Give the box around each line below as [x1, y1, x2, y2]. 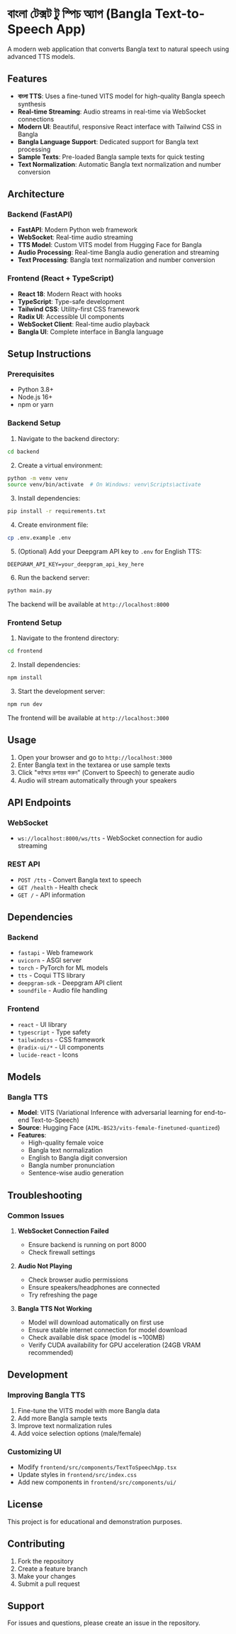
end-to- [203, 1109, 227, 1117]
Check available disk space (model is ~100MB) [28, 1334, 165, 1342]
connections [17, 114, 55, 123]
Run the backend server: [17, 574, 90, 582]
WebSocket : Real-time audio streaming [17, 233, 133, 241]
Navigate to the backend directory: [17, 434, 120, 442]
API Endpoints [7, 797, 72, 809]
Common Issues [7, 1210, 65, 1220]
